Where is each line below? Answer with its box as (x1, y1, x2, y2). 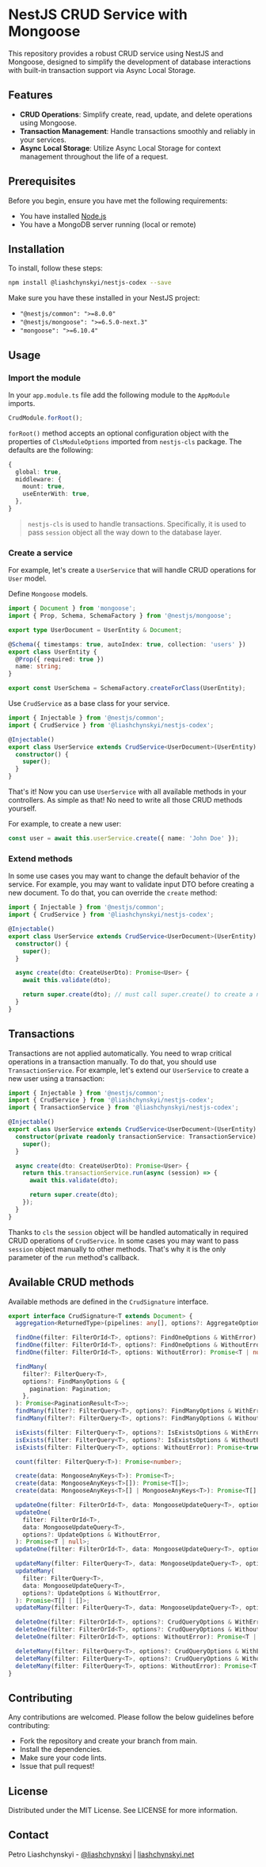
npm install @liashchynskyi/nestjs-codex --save (8, 279, 172, 287)
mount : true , (22, 482, 66, 491)
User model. (8, 573, 47, 584)
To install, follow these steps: (8, 263, 103, 273)
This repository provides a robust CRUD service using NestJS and (8, 48, 224, 58)
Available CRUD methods (8, 1275, 135, 1290)
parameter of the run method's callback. (8, 1252, 140, 1262)
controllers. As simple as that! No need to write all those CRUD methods (8, 795, 243, 805)
